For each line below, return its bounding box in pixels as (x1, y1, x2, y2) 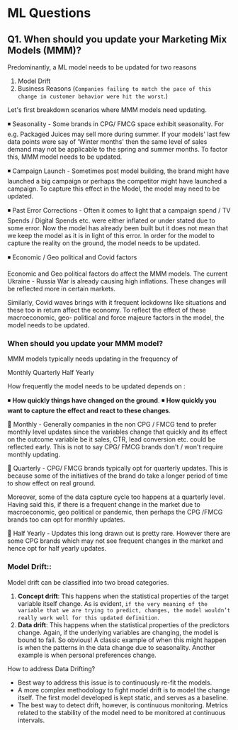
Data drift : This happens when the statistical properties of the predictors (17, 620, 230, 629)
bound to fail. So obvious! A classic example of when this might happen (17, 636, 227, 644)
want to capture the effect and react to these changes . (7, 406, 171, 415)
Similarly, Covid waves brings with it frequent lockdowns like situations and (7, 298, 227, 306)
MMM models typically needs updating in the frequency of (7, 354, 178, 363)
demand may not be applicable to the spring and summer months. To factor (7, 145, 228, 153)
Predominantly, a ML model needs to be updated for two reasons (7, 63, 197, 72)
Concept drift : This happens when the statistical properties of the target (17, 592, 229, 600)
